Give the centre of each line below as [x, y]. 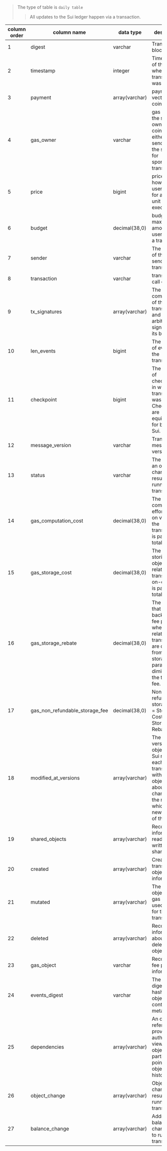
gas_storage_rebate [54, 643]
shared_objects [48, 839]
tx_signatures [46, 312]
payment [41, 98]
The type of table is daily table [50, 7]
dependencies [47, 1047]
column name [69, 32]
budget [39, 228]
